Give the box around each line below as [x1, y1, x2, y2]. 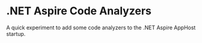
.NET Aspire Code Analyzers [6, 4, 151, 18]
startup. [6, 30, 26, 37]
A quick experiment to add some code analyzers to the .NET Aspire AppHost [6, 24, 196, 31]
